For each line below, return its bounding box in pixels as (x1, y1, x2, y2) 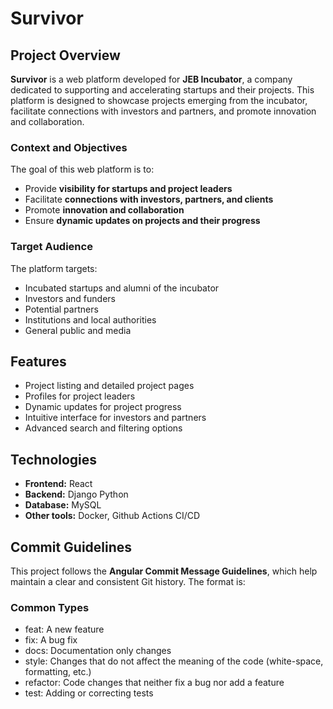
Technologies (10, 451, 98, 468)
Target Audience (10, 240, 93, 254)
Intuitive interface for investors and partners (24, 412, 207, 424)
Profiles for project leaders (24, 390, 136, 402)
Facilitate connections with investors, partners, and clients (24, 193, 274, 206)
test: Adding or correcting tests (24, 687, 154, 699)
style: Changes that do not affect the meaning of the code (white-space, (24, 655, 324, 667)
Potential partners (24, 303, 99, 315)
